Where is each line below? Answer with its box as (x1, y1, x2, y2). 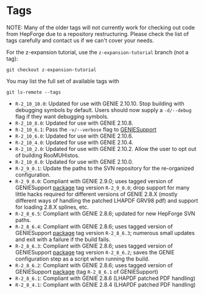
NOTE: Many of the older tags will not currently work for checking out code (6, 24, 195, 31)
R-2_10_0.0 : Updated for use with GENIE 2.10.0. (15, 158, 133, 165)
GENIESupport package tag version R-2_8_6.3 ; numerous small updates (15, 229, 195, 236)
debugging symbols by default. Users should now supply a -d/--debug (15, 106, 192, 113)
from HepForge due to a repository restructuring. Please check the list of (6, 30, 189, 37)
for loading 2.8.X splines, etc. (15, 203, 90, 211)
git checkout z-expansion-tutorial (6, 66, 97, 73)
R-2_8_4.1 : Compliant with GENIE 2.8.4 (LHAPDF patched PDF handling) (15, 281, 196, 288)
